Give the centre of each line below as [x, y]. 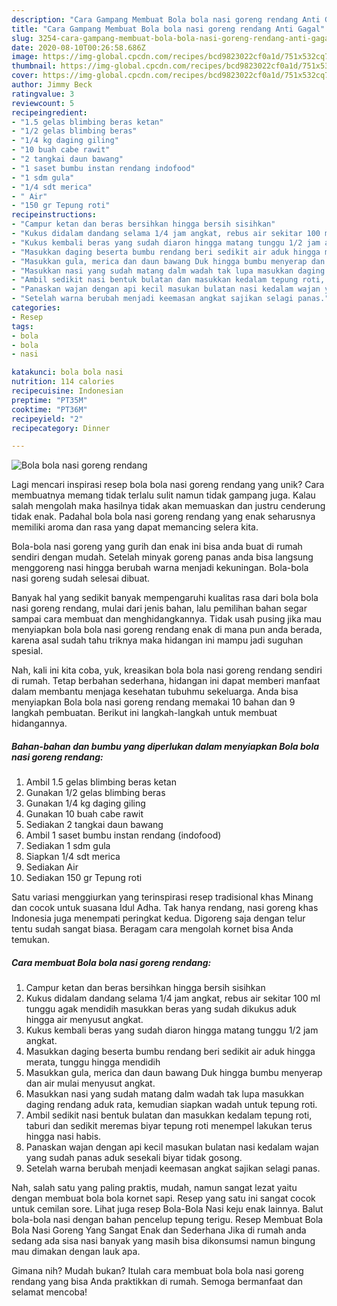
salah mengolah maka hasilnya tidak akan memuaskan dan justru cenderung [168, 506]
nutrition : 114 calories [63, 382]
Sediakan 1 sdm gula [68, 846]
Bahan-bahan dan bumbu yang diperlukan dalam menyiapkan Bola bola [165, 746]
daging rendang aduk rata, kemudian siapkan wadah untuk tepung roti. [171, 1105]
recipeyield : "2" [47, 419]
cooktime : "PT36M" [49, 409]
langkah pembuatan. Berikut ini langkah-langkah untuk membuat [144, 713]
